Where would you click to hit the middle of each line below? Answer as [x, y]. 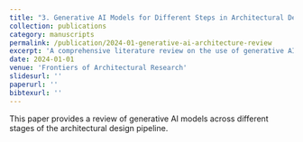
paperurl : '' [34, 84]
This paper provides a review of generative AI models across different [139, 119]
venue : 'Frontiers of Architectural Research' [98, 68]
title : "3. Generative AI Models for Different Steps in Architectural [147, 18]
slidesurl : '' [36, 76]
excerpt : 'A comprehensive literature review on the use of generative [147, 51]
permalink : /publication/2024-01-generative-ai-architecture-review [141, 43]
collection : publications [58, 26]
